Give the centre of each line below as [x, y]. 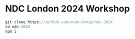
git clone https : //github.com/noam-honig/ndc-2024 [59, 22]
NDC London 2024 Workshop [67, 9]
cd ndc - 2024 [17, 26]
